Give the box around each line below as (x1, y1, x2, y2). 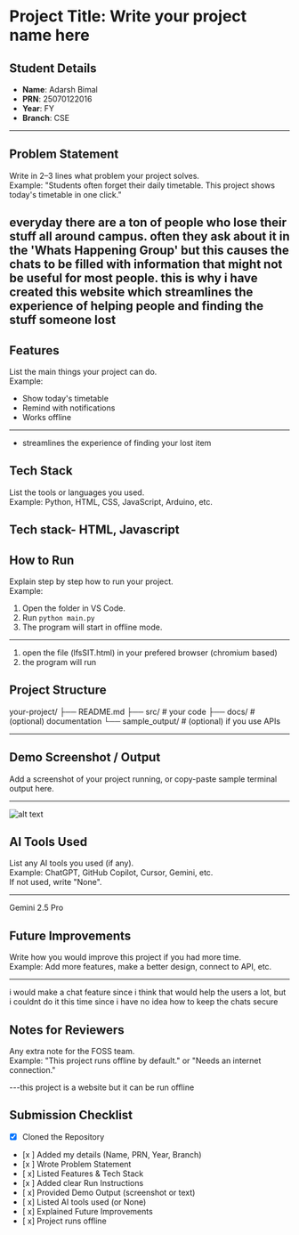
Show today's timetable (21, 394, 109, 404)
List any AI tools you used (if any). (9, 857, 134, 869)
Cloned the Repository (21, 1131, 105, 1142)
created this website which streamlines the (9, 285, 254, 300)
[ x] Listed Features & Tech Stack (21, 1168, 144, 1179)
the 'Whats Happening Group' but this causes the (9, 243, 289, 258)
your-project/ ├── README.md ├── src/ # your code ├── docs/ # (9, 706, 255, 717)
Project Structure (9, 683, 107, 698)
